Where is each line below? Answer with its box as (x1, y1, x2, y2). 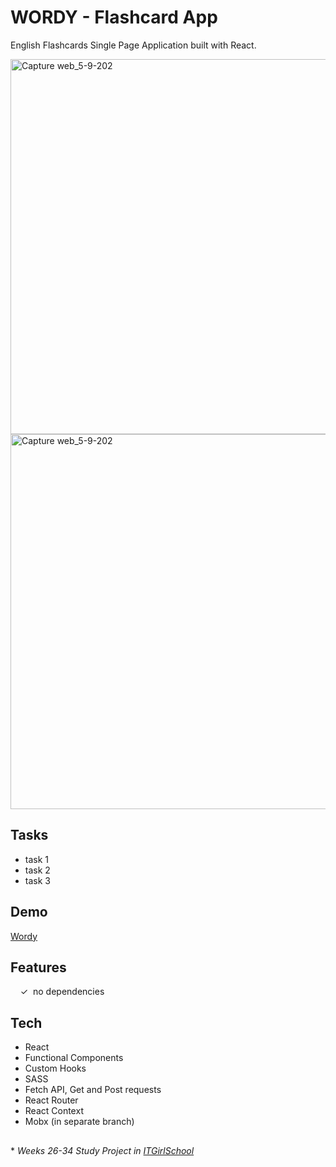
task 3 (24, 874, 51, 886)
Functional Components (24, 1052, 124, 1064)
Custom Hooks (24, 1062, 87, 1075)
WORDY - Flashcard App (10, 6, 218, 29)
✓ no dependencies (19, 986, 105, 998)
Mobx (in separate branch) (24, 1116, 135, 1128)
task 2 (24, 864, 51, 876)
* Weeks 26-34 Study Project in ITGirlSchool (10, 1144, 195, 1156)
